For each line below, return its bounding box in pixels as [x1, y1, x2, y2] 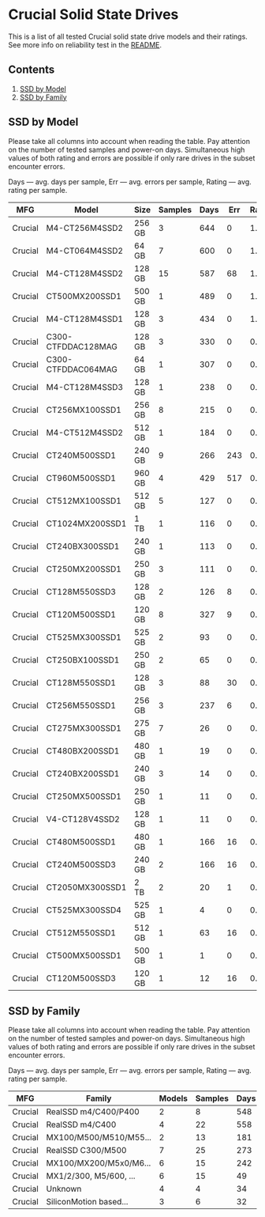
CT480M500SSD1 [46, 836, 117, 847]
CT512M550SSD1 [46, 927, 117, 938]
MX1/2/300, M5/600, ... [46, 1170, 136, 1181]
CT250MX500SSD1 [46, 791, 122, 802]
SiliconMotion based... [46, 1196, 129, 1208]
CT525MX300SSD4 [46, 904, 122, 915]
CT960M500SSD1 [46, 472, 117, 483]
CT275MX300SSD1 [46, 722, 122, 733]
